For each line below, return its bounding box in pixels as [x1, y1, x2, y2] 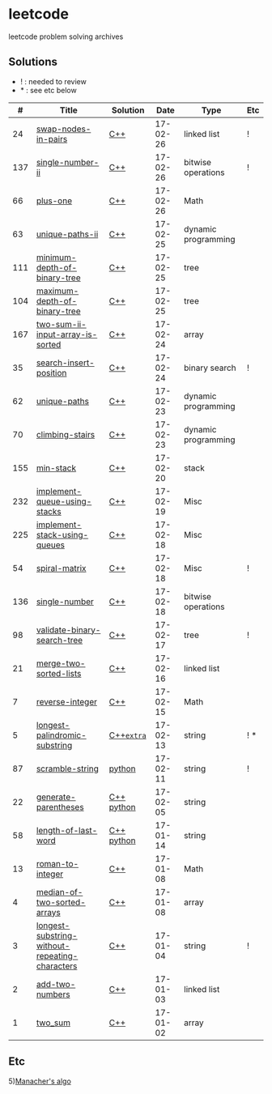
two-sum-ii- [36, 318, 87, 330]
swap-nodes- [36, 123, 91, 134]
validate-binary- [36, 624, 101, 636]
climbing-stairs [36, 428, 96, 440]
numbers [36, 989, 70, 1000]
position [36, 367, 67, 378]
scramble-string [36, 763, 100, 774]
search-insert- [36, 357, 95, 368]
